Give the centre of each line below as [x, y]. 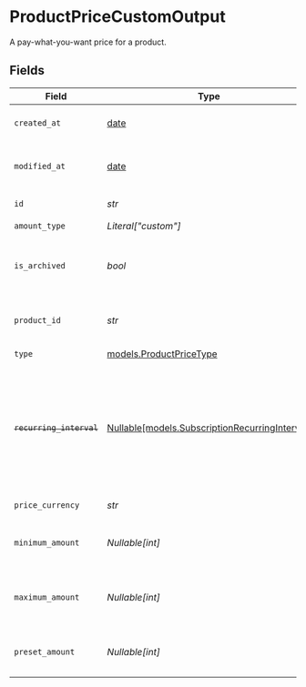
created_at [37, 123]
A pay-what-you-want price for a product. [88, 42]
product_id [37, 320]
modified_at [40, 166]
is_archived [40, 265]
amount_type [40, 226]
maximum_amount [47, 597]
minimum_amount [47, 542]
